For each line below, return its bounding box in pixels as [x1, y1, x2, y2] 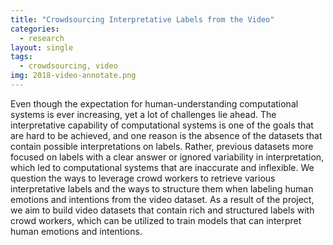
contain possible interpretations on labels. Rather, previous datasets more [10, 140, 314, 152]
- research [19, 33, 65, 43]
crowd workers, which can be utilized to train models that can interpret [10, 214, 302, 226]
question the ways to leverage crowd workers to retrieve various [10, 172, 276, 184]
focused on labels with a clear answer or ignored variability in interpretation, [10, 151, 325, 163]
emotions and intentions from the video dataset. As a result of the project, [10, 193, 315, 205]
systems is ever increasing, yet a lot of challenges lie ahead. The [10, 108, 277, 120]
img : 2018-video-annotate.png [10, 71, 137, 81]
